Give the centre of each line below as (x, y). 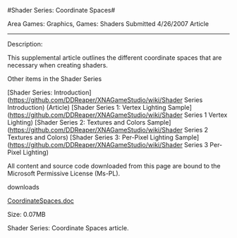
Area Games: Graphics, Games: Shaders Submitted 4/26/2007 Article (108, 24)
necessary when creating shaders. (57, 65)
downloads (24, 187)
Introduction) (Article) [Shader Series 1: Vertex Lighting (87, 107)
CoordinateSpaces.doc (41, 201)
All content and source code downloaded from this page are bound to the (114, 166)
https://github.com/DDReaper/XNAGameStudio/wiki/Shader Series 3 (109, 145)
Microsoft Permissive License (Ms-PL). (64, 173)
